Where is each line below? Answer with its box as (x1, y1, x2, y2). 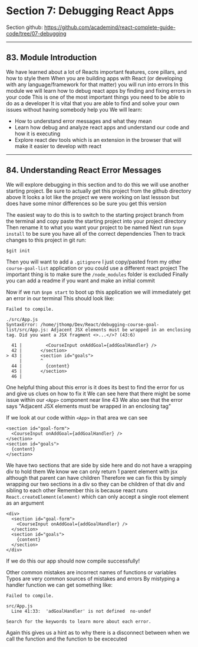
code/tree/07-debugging (6, 30, 67, 37)
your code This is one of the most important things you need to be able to (6, 93, 185, 100)
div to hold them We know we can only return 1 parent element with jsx (6, 468, 178, 475)
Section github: (6, 24, 43, 31)
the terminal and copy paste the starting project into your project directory (6, 217, 187, 225)
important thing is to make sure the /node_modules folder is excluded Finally (6, 271, 189, 278)
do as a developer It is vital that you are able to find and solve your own (6, 99, 180, 107)
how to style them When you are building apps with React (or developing (6, 74, 183, 82)
